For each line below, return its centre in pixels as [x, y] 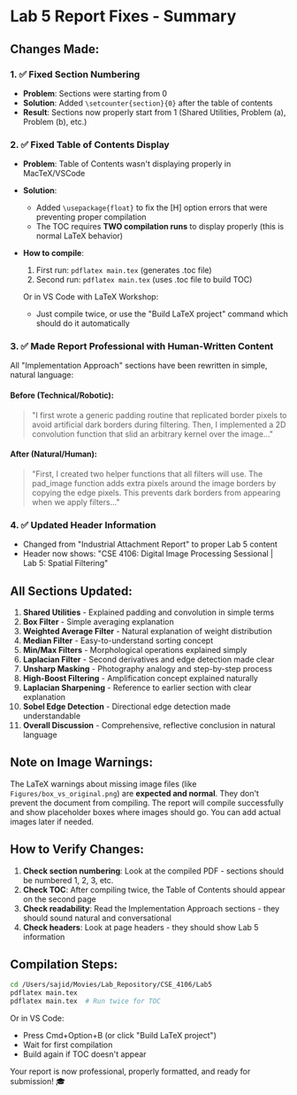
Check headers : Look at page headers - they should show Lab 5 [141, 927]
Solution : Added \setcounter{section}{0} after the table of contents [148, 103]
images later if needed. [52, 821]
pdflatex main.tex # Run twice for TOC [86, 1002]
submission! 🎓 [38, 1082]
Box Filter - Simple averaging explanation [99, 621]
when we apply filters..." [76, 501]
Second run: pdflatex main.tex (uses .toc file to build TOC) [144, 280]
